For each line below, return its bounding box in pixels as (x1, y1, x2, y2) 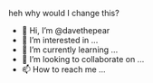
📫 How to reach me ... (21, 64, 106, 75)
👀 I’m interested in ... (21, 35, 99, 45)
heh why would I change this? (8, 8, 120, 18)
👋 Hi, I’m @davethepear (21, 25, 110, 35)
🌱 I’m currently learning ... (21, 44, 119, 55)
